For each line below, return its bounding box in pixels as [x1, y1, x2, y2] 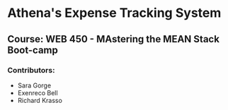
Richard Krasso [17, 96, 62, 104]
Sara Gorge [17, 81, 52, 90]
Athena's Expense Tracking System [7, 5, 222, 21]
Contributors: [7, 65, 55, 75]
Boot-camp [7, 44, 58, 56]
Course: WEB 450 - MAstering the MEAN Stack [7, 33, 220, 45]
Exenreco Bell [17, 88, 58, 97]
